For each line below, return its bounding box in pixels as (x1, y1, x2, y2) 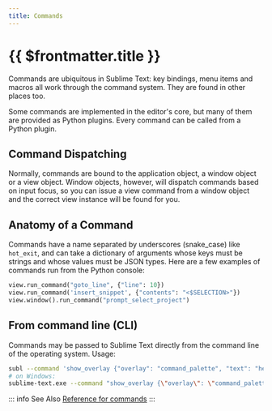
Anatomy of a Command (8, 218, 134, 232)
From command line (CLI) (8, 319, 138, 332)
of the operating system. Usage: (8, 349, 116, 358)
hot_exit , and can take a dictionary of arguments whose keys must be (8, 248, 243, 258)
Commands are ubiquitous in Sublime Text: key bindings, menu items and (8, 74, 253, 83)
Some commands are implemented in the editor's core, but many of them (8, 106, 253, 116)
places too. (8, 91, 46, 101)
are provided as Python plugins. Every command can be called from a (8, 115, 241, 125)
